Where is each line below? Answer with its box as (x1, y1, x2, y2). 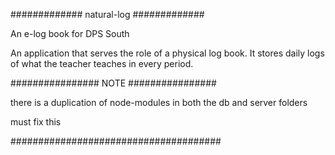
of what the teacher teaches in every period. (10, 58, 194, 69)
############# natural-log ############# (10, 9, 205, 20)
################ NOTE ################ (10, 77, 217, 89)
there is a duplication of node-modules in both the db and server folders (10, 97, 308, 108)
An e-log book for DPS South (10, 28, 130, 39)
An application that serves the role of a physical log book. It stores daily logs (10, 47, 325, 59)
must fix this (10, 116, 62, 128)
